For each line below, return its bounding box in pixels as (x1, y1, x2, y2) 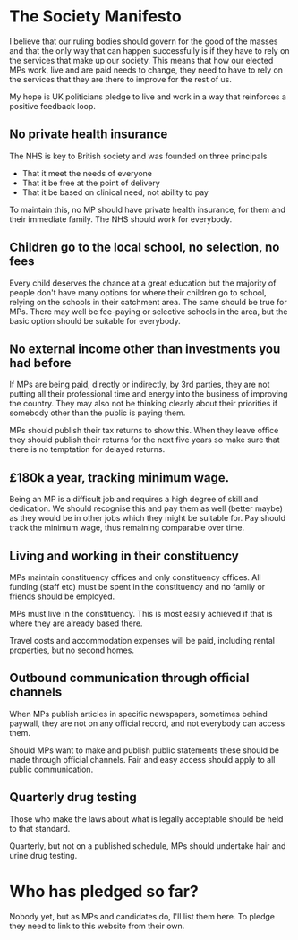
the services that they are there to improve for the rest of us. (9, 73, 233, 84)
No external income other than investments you (9, 341, 281, 356)
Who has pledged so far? (9, 881, 199, 902)
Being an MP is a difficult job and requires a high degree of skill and (9, 494, 259, 505)
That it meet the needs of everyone (21, 167, 153, 178)
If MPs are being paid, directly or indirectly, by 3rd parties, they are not (9, 379, 270, 390)
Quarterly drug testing (9, 790, 137, 805)
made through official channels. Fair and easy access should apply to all (9, 754, 276, 765)
